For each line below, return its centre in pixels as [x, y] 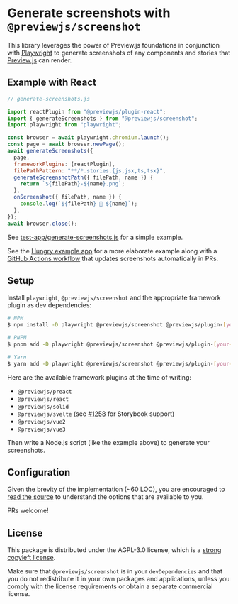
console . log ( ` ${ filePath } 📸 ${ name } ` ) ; [79, 204]
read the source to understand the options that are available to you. [106, 497]
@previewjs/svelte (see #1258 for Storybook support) [96, 414]
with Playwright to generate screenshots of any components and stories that [119, 53]
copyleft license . [32, 558]
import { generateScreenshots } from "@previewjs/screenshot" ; [103, 119]
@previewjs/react [43, 399]
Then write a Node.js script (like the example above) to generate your [109, 442]
